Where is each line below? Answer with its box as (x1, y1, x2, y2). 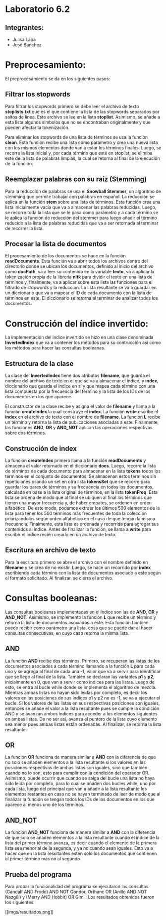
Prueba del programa (5, 870, 72, 879)
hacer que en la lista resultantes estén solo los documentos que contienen (5, 850, 157, 857)
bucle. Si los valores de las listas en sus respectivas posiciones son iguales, (5, 700, 160, 706)
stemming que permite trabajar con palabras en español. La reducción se (5, 193, 155, 200)
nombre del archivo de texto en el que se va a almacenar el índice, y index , (5, 378, 159, 384)
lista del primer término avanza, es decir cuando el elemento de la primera (5, 840, 157, 846)
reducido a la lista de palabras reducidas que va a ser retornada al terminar (5, 220, 159, 226)
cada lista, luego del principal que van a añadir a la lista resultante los (5, 786, 147, 792)
